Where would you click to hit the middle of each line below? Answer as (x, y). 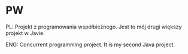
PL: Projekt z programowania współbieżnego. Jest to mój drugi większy (94, 27)
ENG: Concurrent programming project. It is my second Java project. (90, 45)
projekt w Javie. (25, 33)
